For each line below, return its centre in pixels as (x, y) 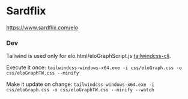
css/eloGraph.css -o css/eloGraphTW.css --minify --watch (80, 90)
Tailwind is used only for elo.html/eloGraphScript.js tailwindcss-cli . (89, 56)
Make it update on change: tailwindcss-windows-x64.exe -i (80, 84)
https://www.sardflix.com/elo (42, 27)
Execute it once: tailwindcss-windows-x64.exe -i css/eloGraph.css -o (94, 67)
